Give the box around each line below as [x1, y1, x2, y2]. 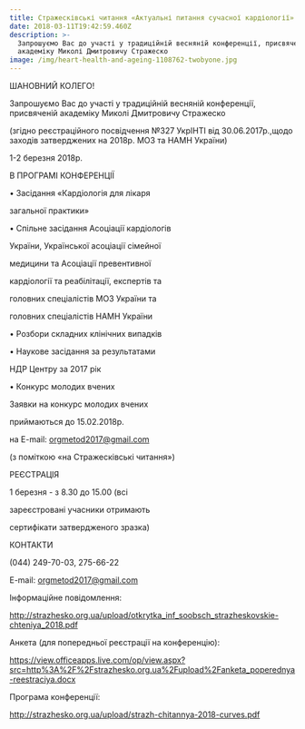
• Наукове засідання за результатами [9, 346, 156, 357]
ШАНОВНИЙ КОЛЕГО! [9, 81, 95, 91]
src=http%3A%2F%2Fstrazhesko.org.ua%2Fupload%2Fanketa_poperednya [9, 665, 296, 675]
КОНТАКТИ [9, 539, 54, 550]
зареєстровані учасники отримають [9, 505, 151, 515]
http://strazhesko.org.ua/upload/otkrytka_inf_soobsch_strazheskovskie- [9, 610, 280, 620]
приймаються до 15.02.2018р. [9, 417, 124, 427]
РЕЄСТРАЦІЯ [9, 469, 60, 479]
